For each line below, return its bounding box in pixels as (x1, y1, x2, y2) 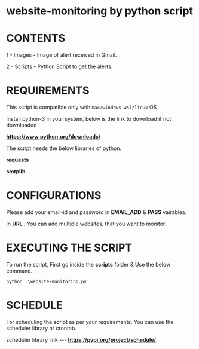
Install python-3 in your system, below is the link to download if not (6, 115, 172, 123)
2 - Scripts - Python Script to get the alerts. (6, 63, 113, 70)
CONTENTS (6, 32, 66, 45)
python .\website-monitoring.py (6, 278, 87, 284)
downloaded (6, 121, 37, 129)
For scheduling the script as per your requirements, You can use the (6, 318, 174, 325)
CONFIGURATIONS (6, 189, 102, 203)
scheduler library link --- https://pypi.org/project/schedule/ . (6, 336, 158, 343)
